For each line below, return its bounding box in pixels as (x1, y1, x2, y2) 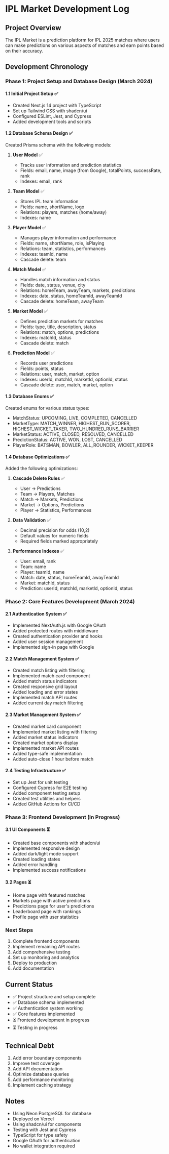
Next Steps (5, 927, 33, 934)
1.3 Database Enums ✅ (5, 394, 54, 400)
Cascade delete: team (20, 256, 66, 262)
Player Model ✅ (12, 224, 47, 230)
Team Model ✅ (12, 188, 45, 194)
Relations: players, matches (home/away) (20, 209, 107, 215)
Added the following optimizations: (5, 465, 78, 472)
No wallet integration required (12, 1143, 75, 1149)
